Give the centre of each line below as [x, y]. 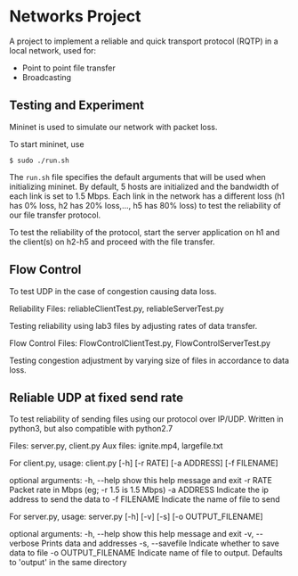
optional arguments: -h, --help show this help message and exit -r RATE [141, 481]
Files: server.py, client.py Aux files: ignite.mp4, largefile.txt [117, 446]
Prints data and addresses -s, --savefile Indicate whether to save [161, 543]
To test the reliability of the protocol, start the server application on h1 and [145, 232]
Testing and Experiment [77, 106]
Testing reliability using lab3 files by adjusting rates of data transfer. [133, 325]
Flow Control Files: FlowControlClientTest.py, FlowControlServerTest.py [140, 343]
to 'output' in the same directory [68, 563]
